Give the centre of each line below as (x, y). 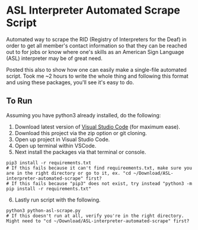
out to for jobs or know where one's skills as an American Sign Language (95, 52)
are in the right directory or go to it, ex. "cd (69, 173)
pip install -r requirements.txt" (49, 189)
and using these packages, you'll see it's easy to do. (70, 82)
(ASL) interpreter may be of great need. (54, 58)
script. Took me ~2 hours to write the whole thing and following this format (97, 76)
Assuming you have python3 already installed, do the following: (84, 115)
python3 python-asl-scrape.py (44, 210)
